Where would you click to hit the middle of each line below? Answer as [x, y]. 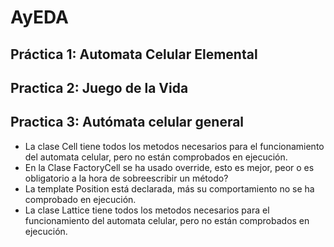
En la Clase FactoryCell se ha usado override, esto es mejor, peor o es [169, 167]
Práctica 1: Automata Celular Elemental [134, 54]
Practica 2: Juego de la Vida [99, 87]
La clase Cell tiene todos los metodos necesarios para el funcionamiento [174, 146]
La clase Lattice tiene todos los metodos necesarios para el [147, 210]
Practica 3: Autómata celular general [127, 122]
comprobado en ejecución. [80, 199]
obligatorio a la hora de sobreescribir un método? [126, 178]
